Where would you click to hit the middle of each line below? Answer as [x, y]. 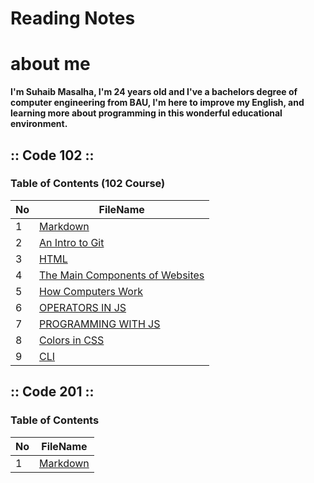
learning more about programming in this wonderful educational [146, 113]
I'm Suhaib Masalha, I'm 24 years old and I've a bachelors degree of [154, 92]
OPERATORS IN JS [83, 307]
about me [50, 64]
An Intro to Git [72, 242]
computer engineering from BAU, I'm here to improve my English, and [157, 103]
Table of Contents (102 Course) [88, 184]
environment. [39, 124]
